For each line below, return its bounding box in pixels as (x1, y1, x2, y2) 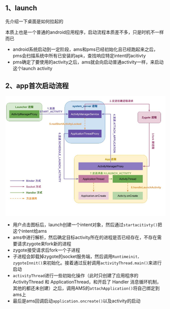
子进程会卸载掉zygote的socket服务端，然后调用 (12, 253, 113, 259)
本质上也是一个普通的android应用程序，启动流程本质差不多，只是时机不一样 (5, 29, 164, 35)
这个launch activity (12, 65, 52, 71)
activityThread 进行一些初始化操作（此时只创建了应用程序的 (12, 272, 139, 279)
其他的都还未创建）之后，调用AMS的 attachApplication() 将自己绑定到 (12, 285, 160, 291)
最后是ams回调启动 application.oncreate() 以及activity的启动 (12, 298, 141, 304)
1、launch (5, 4, 37, 13)
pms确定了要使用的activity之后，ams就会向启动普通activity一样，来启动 (12, 59, 164, 65)
